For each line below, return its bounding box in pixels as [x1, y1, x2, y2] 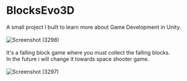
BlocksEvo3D [6, 4, 75, 17]
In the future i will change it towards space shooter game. [6, 55, 150, 62]
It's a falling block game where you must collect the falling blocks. [6, 49, 171, 56]
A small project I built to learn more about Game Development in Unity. [6, 23, 182, 31]
